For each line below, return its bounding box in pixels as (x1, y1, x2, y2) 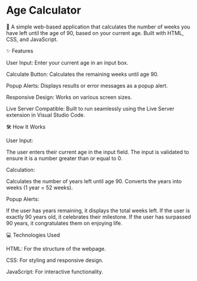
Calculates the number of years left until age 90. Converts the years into (6, 177, 182, 184)
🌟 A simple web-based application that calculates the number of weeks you (6, 23, 190, 30)
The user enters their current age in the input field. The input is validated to (6, 148, 189, 155)
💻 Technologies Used (6, 231, 60, 238)
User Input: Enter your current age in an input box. (6, 59, 128, 66)
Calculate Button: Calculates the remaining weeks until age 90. (6, 71, 159, 78)
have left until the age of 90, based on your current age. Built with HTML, (6, 29, 185, 36)
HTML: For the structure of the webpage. (6, 245, 106, 252)
